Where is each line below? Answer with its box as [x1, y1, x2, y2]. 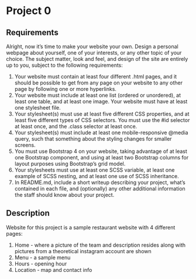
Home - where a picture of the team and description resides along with [14, 241, 186, 249]
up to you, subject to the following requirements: [6, 62, 123, 69]
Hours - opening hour [14, 260, 67, 267]
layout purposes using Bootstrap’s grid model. [14, 160, 126, 167]
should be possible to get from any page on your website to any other [14, 79, 183, 86]
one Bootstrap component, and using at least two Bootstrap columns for [14, 154, 189, 161]
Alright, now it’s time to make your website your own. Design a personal [6, 43, 178, 50]
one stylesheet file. [14, 104, 61, 111]
